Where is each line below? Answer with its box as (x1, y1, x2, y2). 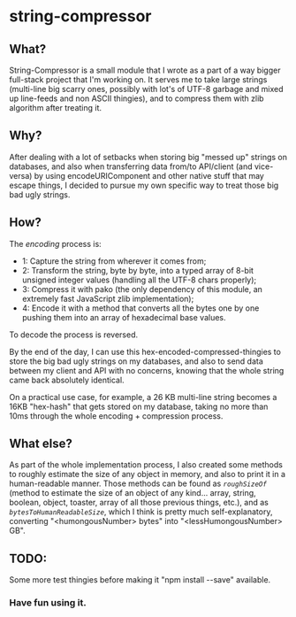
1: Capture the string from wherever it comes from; (21, 255, 207, 266)
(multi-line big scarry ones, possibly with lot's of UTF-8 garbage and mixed (9, 84, 284, 94)
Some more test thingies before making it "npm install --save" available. (9, 575, 271, 585)
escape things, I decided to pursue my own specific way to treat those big (9, 180, 279, 190)
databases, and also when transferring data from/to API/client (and (9, 161, 254, 172)
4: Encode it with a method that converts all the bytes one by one (21, 303, 260, 313)
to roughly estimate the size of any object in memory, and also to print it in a (9, 469, 285, 480)
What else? (9, 436, 72, 451)
